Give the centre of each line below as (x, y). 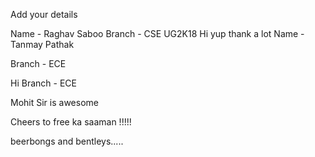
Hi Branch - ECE (43, 83)
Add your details (44, 14)
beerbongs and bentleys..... (67, 141)
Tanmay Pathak (42, 44)
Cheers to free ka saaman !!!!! (71, 122)
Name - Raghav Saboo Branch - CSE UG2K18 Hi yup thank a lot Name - (157, 33)
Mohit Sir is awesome (54, 102)
